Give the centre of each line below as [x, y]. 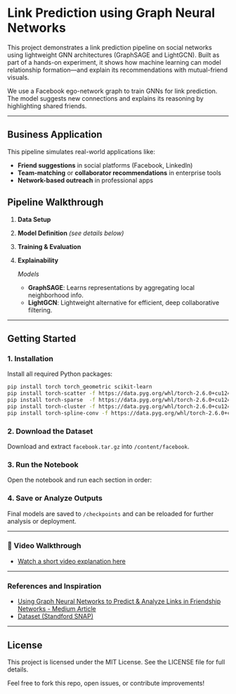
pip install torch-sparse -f [52, 400]
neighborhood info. [56, 295]
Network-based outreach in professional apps [85, 180]
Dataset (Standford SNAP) [55, 617]
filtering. [40, 310]
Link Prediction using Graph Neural [111, 13]
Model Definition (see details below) [71, 233]
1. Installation [31, 358]
